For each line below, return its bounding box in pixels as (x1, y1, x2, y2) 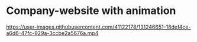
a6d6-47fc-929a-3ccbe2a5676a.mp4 (6, 29, 99, 36)
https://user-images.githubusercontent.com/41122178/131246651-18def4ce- (6, 23, 191, 30)
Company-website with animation (6, 4, 176, 17)
